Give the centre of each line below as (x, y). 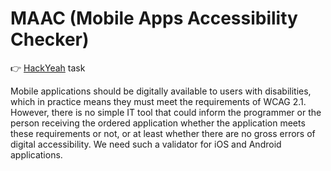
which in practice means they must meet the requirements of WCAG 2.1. (158, 101)
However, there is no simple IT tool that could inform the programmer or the (166, 112)
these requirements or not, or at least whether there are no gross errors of (163, 133)
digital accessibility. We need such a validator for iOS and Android (146, 144)
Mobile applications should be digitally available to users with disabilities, (161, 91)
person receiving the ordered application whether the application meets (158, 123)
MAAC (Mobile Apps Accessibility (154, 18)
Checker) (50, 39)
